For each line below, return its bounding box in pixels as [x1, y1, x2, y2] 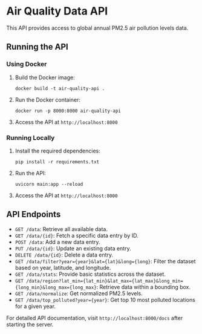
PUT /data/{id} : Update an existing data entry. [15, 244, 131, 252]
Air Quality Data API [6, 4, 108, 18]
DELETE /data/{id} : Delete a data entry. [15, 251, 114, 258]
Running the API [6, 42, 68, 52]
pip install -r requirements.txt [15, 159, 100, 165]
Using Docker [6, 60, 47, 68]
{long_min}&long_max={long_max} [15, 284, 97, 290]
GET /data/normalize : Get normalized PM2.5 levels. [15, 289, 143, 297]
